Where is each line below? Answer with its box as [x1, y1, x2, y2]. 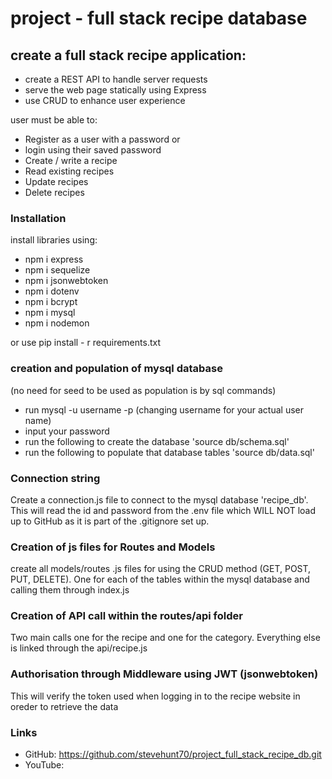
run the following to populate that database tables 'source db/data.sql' [24, 446, 315, 458]
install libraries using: [10, 234, 98, 246]
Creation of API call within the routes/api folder [10, 609, 243, 623]
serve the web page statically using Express [24, 84, 207, 96]
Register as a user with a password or [24, 133, 181, 145]
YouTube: [24, 759, 65, 771]
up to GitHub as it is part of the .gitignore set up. [10, 515, 210, 527]
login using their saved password [24, 144, 162, 156]
